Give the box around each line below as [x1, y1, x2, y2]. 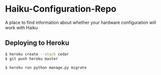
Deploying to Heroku [5, 39, 70, 47]
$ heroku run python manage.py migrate [5, 65, 87, 70]
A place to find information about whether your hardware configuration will [5, 19, 156, 25]
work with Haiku [5, 24, 38, 30]
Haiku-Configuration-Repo [5, 3, 117, 15]
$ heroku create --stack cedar [5, 52, 69, 56]
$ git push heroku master [5, 56, 58, 61]
